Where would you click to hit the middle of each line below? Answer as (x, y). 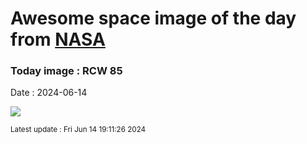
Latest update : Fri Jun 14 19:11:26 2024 (78, 130)
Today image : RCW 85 (66, 71)
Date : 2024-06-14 (49, 93)
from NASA (58, 39)
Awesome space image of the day (153, 18)
